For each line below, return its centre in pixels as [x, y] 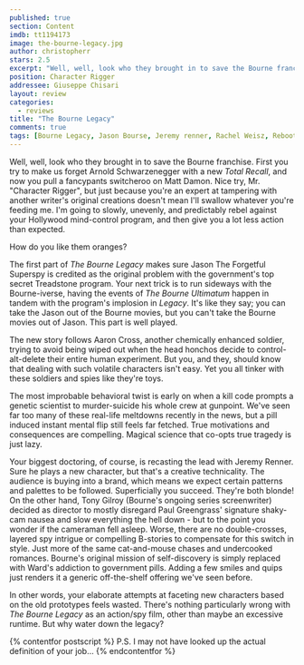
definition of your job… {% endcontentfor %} [93, 650]
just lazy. [26, 444]
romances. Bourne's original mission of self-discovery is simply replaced [145, 558]
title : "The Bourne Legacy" [62, 119]
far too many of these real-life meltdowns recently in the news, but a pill [143, 415]
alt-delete [28, 358]
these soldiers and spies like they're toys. [86, 378]
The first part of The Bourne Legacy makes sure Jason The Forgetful [138, 264]
